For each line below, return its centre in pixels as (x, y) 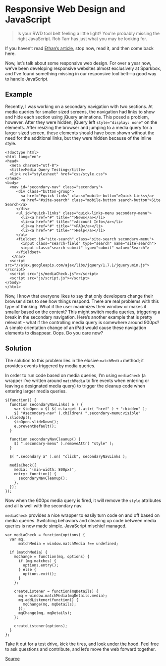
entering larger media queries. (36, 391)
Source (12, 659)
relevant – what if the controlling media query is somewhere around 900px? (82, 322)
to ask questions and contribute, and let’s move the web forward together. (81, 649)
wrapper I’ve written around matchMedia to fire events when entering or (77, 381)
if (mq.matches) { (37, 561)
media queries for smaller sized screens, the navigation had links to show (80, 111)
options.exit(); (40, 574)
